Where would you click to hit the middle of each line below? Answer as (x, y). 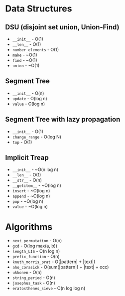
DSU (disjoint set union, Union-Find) (62, 27)
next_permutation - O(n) (37, 241)
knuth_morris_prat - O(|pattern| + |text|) (54, 262)
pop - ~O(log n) (28, 201)
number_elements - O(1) (36, 50)
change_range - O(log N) (37, 137)
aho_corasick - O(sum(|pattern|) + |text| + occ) (61, 267)
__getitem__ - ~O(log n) (37, 185)
